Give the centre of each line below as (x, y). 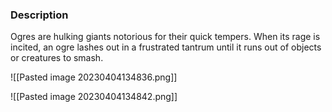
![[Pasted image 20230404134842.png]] (94, 97)
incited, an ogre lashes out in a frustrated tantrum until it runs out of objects (166, 47)
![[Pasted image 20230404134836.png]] (94, 77)
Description (39, 15)
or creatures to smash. (57, 58)
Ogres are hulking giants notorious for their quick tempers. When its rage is (165, 37)
